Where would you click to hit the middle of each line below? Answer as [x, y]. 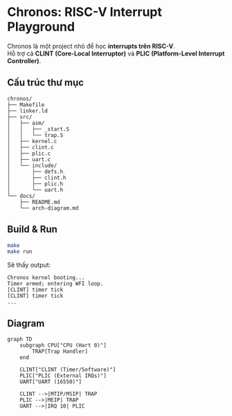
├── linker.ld [28, 111]
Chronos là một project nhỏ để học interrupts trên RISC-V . [91, 46]
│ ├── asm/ [26, 123]
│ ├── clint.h [37, 178]
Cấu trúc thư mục [46, 83]
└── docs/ [21, 196]
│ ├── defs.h [35, 172]
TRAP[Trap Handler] [60, 351]
